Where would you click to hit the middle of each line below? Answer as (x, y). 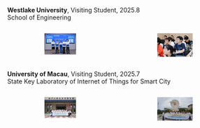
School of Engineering (39, 17)
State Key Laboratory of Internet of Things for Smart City (89, 81)
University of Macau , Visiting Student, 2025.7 (74, 74)
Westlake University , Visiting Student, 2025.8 (74, 10)
